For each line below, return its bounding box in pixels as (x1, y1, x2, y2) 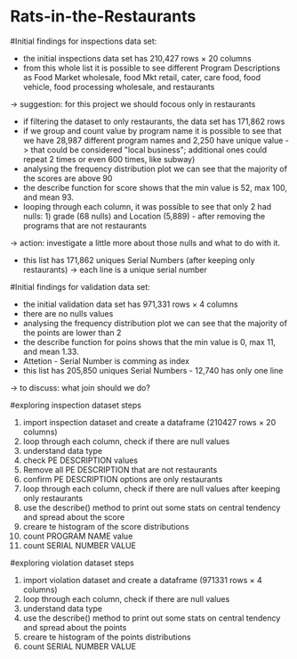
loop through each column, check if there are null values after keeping (22, 483, 281, 494)
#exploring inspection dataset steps (10, 400, 141, 410)
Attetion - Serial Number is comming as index (22, 355, 190, 367)
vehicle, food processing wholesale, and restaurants (22, 81, 215, 92)
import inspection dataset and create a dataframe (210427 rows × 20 (22, 416, 277, 427)
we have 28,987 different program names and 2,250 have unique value (22, 135, 284, 145)
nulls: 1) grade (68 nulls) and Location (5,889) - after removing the (22, 210, 266, 221)
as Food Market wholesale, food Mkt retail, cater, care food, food (22, 71, 261, 82)
